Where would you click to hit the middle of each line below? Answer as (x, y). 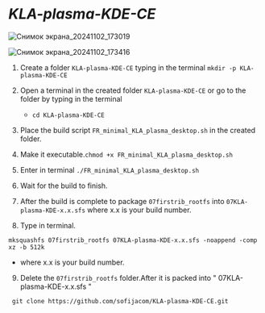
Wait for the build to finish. (64, 186)
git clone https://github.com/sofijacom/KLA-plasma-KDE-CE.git (120, 301)
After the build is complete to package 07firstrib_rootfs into (122, 201)
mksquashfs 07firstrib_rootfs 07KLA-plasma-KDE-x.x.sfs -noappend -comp (133, 240)
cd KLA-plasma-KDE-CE (68, 115)
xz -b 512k (27, 247)
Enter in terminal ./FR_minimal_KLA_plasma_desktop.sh (110, 169)
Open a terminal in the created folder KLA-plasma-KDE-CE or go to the (133, 90)
